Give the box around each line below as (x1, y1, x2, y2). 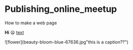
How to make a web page (4, 20, 57, 26)
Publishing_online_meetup (4, 3, 117, 15)
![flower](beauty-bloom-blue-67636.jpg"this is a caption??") (4, 39, 129, 45)
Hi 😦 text (4, 29, 24, 35)
